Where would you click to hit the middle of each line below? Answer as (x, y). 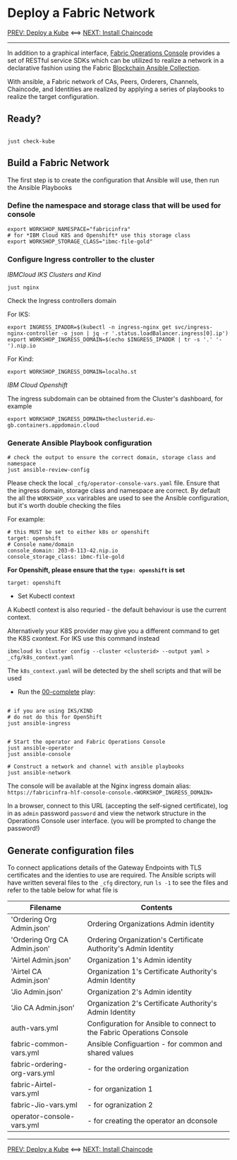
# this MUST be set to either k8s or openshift (79, 532)
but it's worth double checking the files (64, 506)
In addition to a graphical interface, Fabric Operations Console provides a (114, 53)
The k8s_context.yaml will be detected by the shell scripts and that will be (114, 671)
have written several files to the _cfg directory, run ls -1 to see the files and (118, 883)
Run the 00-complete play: (56, 692)
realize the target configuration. (53, 96)
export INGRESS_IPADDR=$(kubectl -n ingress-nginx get (90, 327)
